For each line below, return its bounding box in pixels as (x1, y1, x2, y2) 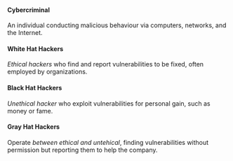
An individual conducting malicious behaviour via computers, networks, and (7, 21, 227, 29)
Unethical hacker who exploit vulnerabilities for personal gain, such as (7, 99, 211, 108)
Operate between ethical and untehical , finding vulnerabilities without (7, 138, 209, 146)
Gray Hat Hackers (7, 122, 60, 131)
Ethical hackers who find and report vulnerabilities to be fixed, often (7, 60, 204, 69)
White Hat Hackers (7, 44, 64, 52)
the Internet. (7, 29, 44, 37)
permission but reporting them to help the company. (7, 146, 158, 154)
